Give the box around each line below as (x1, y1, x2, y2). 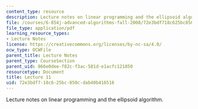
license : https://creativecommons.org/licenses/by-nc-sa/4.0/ (6, 42, 162, 48)
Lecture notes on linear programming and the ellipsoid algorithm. (6, 96, 164, 103)
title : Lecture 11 (6, 74, 51, 80)
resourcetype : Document (6, 69, 65, 75)
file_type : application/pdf (6, 25, 75, 31)
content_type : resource (6, 8, 65, 15)
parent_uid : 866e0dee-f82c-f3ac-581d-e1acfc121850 (6, 63, 133, 70)
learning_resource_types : (6, 31, 70, 37)
